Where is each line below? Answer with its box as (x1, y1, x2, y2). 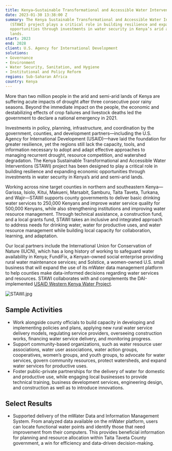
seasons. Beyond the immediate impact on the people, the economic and (5, 104, 160, 110)
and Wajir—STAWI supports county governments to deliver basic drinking (5, 194, 160, 200)
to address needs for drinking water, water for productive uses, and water (5, 221, 161, 228)
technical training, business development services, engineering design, (12, 379, 163, 385)
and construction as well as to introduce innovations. (12, 384, 124, 391)
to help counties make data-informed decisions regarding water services (5, 270, 159, 276)
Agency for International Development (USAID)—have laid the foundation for (5, 135, 166, 141)
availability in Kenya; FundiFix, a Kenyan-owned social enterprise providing (5, 253, 163, 259)
